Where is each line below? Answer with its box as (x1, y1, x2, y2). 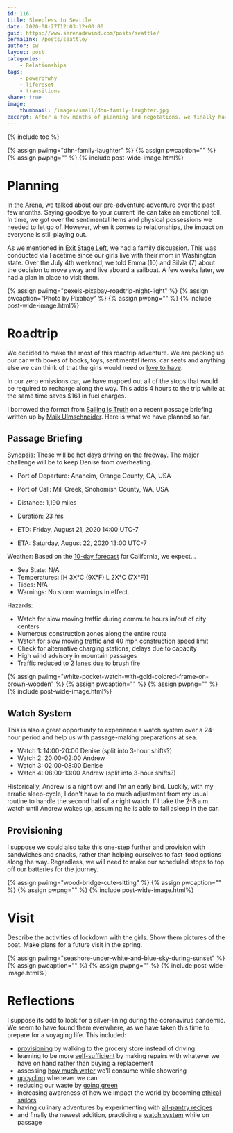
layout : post (7, 49, 45, 56)
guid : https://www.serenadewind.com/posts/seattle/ (7, 29, 159, 37)
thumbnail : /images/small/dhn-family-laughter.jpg (19, 107, 169, 114)
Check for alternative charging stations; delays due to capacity (17, 644, 198, 653)
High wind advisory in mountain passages (17, 652, 137, 660)
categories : (7, 56, 42, 62)
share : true (7, 94, 42, 101)
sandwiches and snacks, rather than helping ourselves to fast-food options (7, 850, 222, 858)
